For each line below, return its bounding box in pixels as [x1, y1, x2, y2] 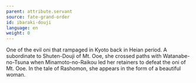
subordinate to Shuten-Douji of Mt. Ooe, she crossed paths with [6, 53, 162, 60]
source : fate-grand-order [6, 14, 70, 20]
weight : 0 [6, 30, 31, 36]
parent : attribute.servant [6, 8, 73, 15]
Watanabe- [162, 53, 190, 60]
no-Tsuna [6, 59, 30, 66]
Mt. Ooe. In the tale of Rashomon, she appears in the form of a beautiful [6, 65, 181, 72]
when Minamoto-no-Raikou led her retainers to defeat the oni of [30, 59, 186, 66]
